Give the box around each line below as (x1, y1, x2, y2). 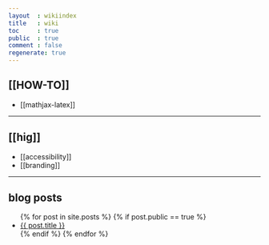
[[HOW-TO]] (8, 78, 70, 92)
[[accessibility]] (19, 151, 72, 161)
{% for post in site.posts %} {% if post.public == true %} (19, 212, 207, 222)
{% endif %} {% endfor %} (19, 229, 109, 239)
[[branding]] (19, 160, 61, 170)
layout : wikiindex (8, 11, 78, 20)
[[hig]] (8, 131, 42, 144)
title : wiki (8, 19, 59, 27)
